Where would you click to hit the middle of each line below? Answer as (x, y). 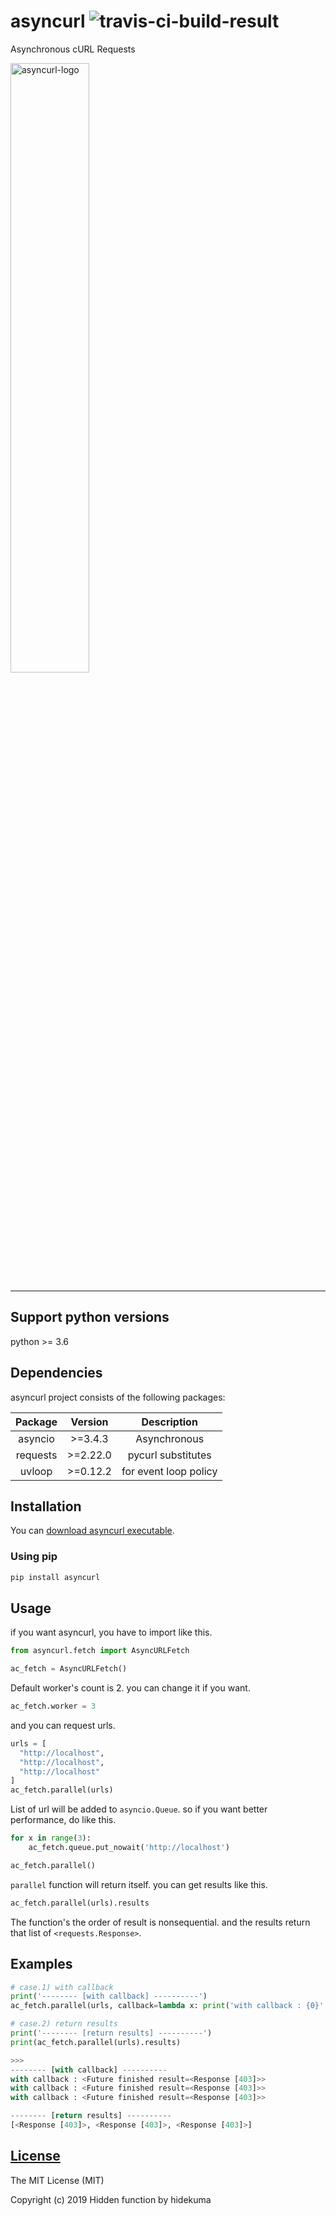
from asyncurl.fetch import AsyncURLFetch (100, 1651)
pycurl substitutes (169, 1455)
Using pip (34, 1557)
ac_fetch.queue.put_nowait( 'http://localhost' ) (129, 1848)
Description (169, 1422)
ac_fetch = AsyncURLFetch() (69, 1669)
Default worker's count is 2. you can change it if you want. (130, 1688)
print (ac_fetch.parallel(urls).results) (96, 2042)
